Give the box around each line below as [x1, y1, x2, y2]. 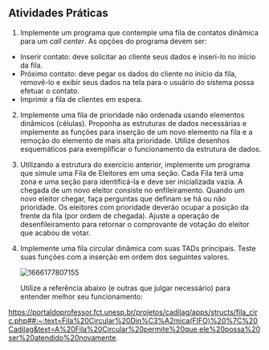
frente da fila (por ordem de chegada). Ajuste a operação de [19, 210, 220, 220]
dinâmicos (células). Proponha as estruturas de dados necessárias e [19, 118, 247, 128]
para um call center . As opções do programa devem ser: [19, 36, 207, 46]
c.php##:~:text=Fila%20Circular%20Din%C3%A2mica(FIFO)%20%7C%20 [8, 315, 259, 325]
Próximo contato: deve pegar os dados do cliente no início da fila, [19, 68, 237, 79]
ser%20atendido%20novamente [8, 332, 116, 342]
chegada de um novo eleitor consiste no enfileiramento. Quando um [19, 185, 245, 195]
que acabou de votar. [19, 228, 91, 238]
